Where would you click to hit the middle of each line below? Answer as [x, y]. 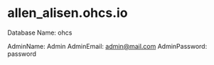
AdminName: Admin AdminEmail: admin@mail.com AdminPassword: [107, 46]
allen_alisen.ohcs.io [68, 13]
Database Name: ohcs [40, 32]
